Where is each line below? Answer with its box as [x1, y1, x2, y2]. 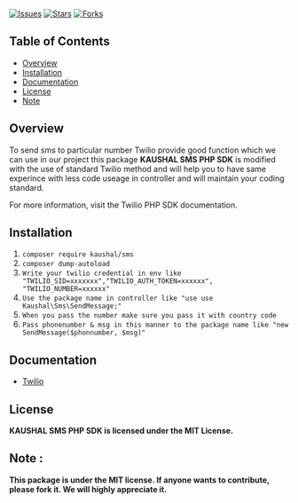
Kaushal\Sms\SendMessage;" [21, 302, 122, 310]
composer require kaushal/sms [21, 250, 135, 259]
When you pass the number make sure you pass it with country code [21, 311, 277, 320]
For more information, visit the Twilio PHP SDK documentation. [9, 200, 238, 210]
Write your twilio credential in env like [21, 269, 182, 279]
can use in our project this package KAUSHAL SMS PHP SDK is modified [9, 153, 277, 164]
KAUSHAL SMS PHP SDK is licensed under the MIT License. [9, 426, 233, 436]
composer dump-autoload [21, 260, 111, 269]
